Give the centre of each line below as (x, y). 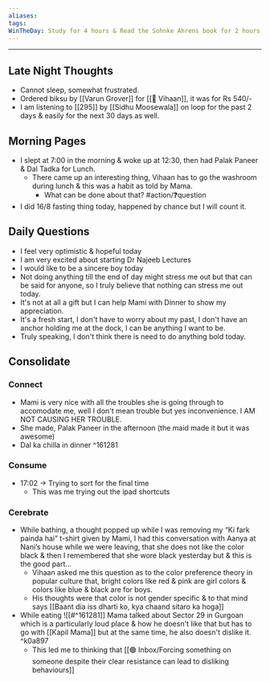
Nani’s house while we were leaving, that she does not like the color (132, 547)
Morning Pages (47, 141)
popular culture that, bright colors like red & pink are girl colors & (139, 581)
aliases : (23, 16)
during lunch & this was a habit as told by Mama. (112, 186)
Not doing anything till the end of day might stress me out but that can (136, 276)
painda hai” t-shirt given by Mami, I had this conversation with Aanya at (138, 538)
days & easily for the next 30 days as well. (90, 116)
